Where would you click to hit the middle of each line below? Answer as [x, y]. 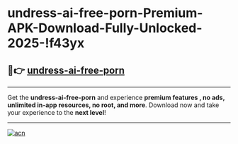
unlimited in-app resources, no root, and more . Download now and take [113, 105]
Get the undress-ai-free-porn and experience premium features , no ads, [116, 98]
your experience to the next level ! [57, 112]
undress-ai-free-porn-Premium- [105, 13]
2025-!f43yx [46, 43]
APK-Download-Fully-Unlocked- [105, 28]
